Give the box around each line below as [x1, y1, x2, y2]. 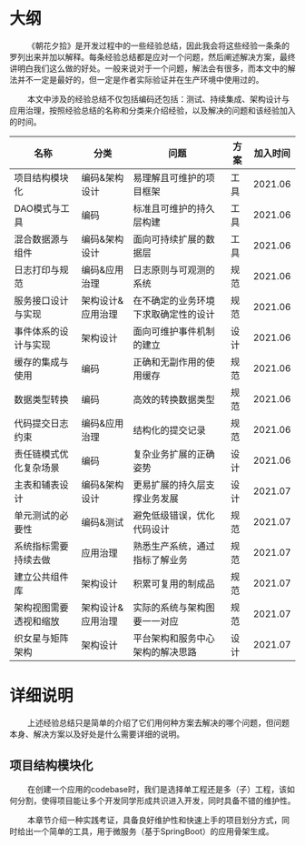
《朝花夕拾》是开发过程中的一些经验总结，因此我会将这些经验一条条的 [26, 40, 290, 51]
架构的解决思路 [133, 645, 197, 658]
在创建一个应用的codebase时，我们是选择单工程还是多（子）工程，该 [26, 783, 288, 794]
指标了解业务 [133, 553, 188, 566]
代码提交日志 [14, 417, 70, 429]
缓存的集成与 [14, 356, 70, 368]
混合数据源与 [14, 233, 70, 246]
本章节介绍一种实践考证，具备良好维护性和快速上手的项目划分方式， [26, 814, 282, 825]
